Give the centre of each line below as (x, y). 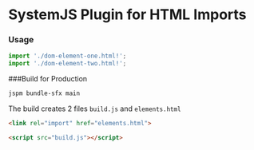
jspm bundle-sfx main (44, 93)
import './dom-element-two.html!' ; (67, 64)
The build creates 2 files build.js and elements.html (95, 109)
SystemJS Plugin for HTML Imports (127, 15)
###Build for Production (48, 79)
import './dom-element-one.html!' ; (67, 56)
